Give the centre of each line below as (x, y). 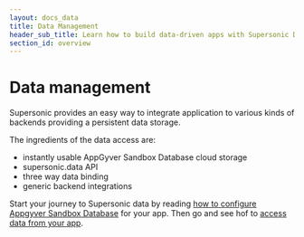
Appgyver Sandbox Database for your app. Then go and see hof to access (148, 213)
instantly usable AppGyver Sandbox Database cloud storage (135, 157)
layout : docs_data (44, 18)
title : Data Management (54, 26)
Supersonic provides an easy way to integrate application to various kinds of (152, 113)
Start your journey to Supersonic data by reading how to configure (133, 204)
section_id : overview (50, 43)
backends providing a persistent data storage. (95, 122)
